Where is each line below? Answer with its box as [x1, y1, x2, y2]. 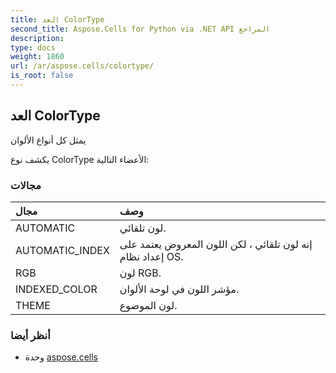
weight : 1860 [10, 52, 65, 62]
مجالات [10, 178, 42, 192]
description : [10, 33, 65, 43]
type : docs [10, 42, 56, 53]
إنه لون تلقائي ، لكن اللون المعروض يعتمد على [119, 237, 313, 251]
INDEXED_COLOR [15, 282, 98, 296]
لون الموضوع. [119, 298, 178, 312]
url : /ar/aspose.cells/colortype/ [10, 61, 155, 71]
